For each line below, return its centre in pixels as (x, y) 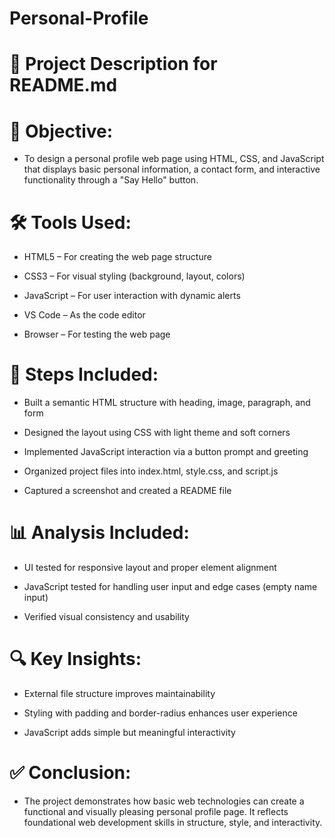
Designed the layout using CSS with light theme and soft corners (157, 433)
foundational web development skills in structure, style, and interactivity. (173, 822)
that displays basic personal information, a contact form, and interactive (172, 169)
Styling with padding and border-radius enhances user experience (160, 713)
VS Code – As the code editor (84, 315)
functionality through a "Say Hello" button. (111, 180)
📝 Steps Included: (84, 374)
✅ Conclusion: (70, 773)
